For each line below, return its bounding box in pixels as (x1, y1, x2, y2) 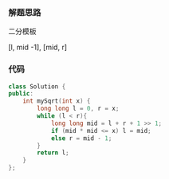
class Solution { (8, 82, 66, 91)
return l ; (37, 149, 69, 157)
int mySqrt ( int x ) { (22, 97, 91, 105)
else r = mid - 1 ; (50, 134, 112, 142)
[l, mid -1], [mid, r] (8, 42, 68, 53)
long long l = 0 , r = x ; (37, 105, 120, 113)
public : (8, 90, 34, 98)
